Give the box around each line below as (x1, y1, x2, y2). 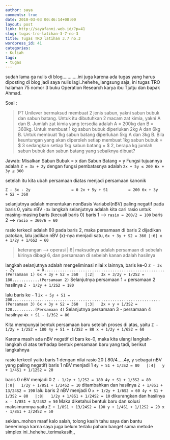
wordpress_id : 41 (5, 41, 42, 46)
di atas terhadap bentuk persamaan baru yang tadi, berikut (22, 341, 147, 348)
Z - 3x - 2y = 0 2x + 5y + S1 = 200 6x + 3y (5, 188, 158, 193)
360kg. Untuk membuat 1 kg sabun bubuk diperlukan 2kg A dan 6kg (17, 126, 161, 132)
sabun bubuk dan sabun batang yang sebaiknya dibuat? (17, 148, 135, 154)
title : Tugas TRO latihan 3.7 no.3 (5, 36, 81, 41)
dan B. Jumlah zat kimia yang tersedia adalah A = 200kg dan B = (17, 121, 154, 127)
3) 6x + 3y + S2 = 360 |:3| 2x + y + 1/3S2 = (30, 302, 138, 307)
